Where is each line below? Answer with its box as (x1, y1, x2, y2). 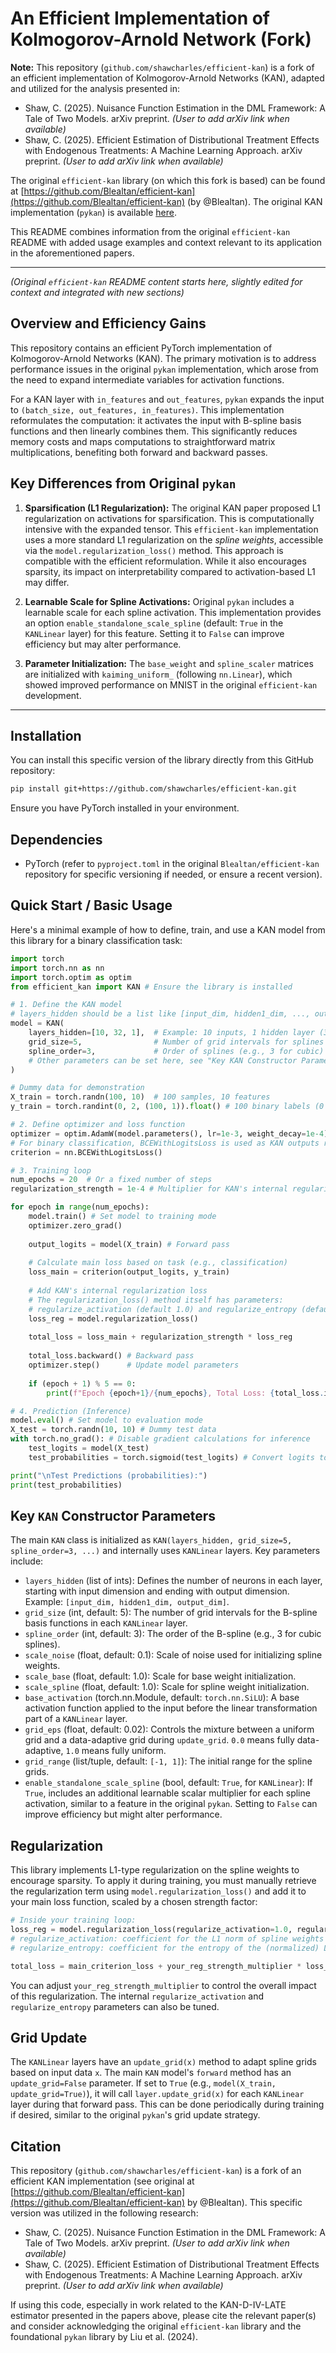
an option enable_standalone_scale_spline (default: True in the (24, 617, 284, 629)
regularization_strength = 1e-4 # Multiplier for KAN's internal (10, 1184, 288, 1194)
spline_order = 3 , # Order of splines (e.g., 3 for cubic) (28, 1046, 325, 1056)
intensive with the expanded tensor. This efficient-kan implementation (24, 523, 319, 535)
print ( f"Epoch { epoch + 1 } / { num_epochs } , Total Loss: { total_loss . (46, 1388, 325, 1398)
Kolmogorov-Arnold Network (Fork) (10, 28, 312, 51)
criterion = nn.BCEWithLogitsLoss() (10, 1147, 163, 1157)
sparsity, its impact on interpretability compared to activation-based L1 (24, 565, 316, 577)
